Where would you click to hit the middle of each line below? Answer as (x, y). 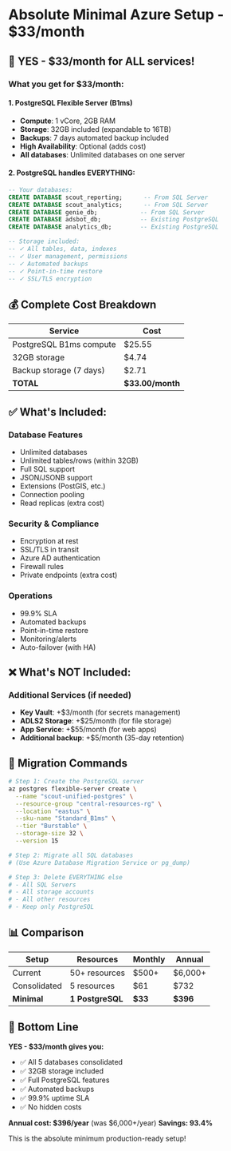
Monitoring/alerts (48, 639)
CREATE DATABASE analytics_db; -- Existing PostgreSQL (114, 227)
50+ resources (98, 973)
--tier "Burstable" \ (51, 826)
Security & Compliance (54, 524)
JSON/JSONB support (56, 477)
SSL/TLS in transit (49, 550)
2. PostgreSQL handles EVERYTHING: (72, 173)
